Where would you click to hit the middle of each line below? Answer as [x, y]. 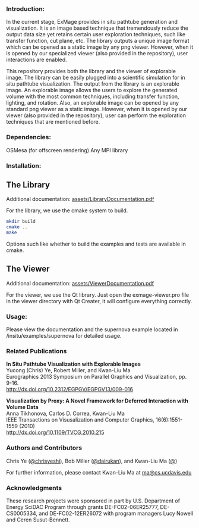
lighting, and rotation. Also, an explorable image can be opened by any [93, 103]
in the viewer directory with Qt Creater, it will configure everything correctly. [99, 301]
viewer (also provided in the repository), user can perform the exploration [96, 115]
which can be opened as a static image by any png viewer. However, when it [100, 47]
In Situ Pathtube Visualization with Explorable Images [73, 364]
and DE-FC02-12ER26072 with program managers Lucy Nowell [116, 513]
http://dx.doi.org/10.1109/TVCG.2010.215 [55, 432]
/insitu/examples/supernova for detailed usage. [64, 336]
